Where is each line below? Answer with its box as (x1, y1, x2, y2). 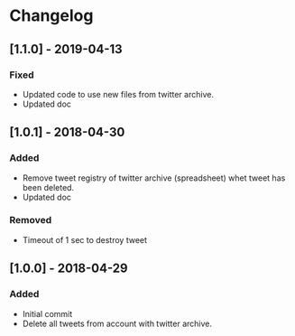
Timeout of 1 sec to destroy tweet (22, 234, 147, 245)
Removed (9, 214, 52, 227)
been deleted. (22, 182, 75, 192)
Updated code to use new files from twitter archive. (22, 89, 215, 99)
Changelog (9, 5, 94, 26)
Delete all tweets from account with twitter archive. (22, 318, 212, 329)
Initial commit (22, 308, 73, 319)
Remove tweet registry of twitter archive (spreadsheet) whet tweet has (22, 173, 286, 183)
